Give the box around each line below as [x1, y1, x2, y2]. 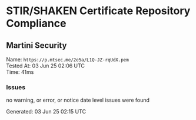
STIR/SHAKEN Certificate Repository [6, 4, 191, 18]
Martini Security [6, 40, 67, 50]
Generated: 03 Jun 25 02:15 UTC [6, 108, 87, 115]
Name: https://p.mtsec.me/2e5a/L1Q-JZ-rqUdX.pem [6, 56, 129, 63]
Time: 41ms [6, 69, 34, 75]
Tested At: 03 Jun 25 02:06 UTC [6, 62, 85, 69]
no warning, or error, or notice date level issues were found [6, 96, 150, 104]
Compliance [6, 17, 67, 30]
